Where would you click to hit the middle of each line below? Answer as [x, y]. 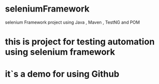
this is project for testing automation [80, 42]
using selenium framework [60, 52]
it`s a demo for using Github [62, 74]
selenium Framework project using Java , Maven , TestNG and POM [72, 22]
